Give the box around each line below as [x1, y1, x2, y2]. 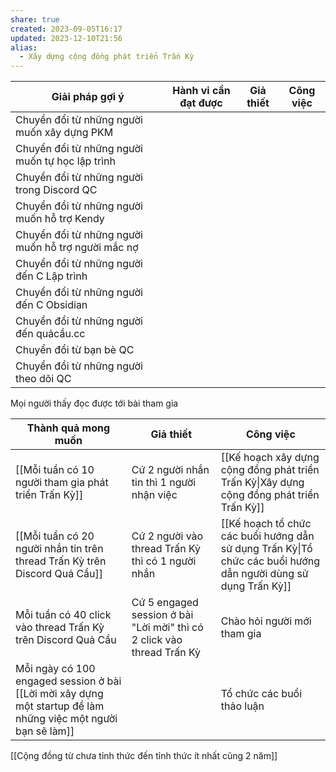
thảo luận [220, 699, 265, 713]
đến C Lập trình [15, 269, 88, 283]
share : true [10, 14, 60, 25]
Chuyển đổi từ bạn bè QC [15, 343, 135, 357]
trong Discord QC [15, 183, 98, 197]
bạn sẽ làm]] [15, 724, 75, 738]
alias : [10, 42, 38, 53]
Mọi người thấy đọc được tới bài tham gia [10, 397, 179, 410]
